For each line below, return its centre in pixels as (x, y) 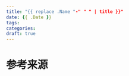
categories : (21, 28)
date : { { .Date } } (29, 17)
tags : (13, 23)
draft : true (21, 34)
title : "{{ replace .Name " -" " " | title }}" (65, 12)
